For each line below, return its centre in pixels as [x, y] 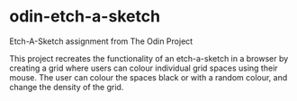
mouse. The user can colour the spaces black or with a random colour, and [148, 77]
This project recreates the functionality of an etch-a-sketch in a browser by [149, 58]
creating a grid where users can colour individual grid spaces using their [144, 68]
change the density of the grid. [67, 87]
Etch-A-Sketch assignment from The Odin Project [101, 41]
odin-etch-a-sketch [85, 17]
